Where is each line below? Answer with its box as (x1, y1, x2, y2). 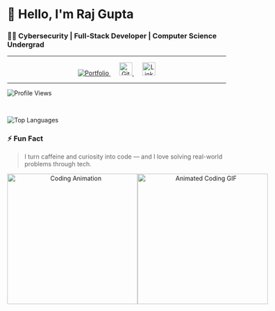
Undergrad (7, 40, 45, 49)
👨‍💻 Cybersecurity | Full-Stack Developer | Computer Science (7, 31, 217, 41)
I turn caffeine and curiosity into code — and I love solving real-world (24, 152, 223, 161)
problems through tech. (24, 159, 92, 168)
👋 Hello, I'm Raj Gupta (7, 6, 134, 22)
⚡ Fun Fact (7, 134, 44, 143)
